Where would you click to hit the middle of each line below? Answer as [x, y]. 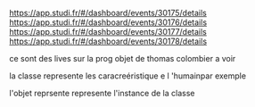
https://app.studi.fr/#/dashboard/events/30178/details [108, 41]
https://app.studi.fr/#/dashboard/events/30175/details [108, 13]
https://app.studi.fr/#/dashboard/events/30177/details [108, 32]
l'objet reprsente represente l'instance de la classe [102, 93]
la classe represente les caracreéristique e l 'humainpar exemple [128, 76]
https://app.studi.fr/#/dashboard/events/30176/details [108, 22]
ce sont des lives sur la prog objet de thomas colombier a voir [123, 58]
